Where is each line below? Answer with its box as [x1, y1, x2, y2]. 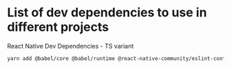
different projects [7, 19, 109, 35]
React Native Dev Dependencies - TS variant [7, 42, 134, 50]
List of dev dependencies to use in [7, 5, 208, 20]
